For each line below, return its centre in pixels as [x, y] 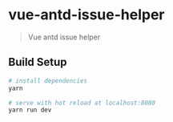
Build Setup [38, 62]
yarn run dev [30, 110]
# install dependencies [48, 81]
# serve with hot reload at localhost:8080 [82, 103]
